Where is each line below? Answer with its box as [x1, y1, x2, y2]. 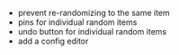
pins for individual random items [17, 17, 138, 27]
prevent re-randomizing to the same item [17, 8, 171, 18]
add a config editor [17, 35, 89, 46]
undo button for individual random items [17, 27, 167, 36]
